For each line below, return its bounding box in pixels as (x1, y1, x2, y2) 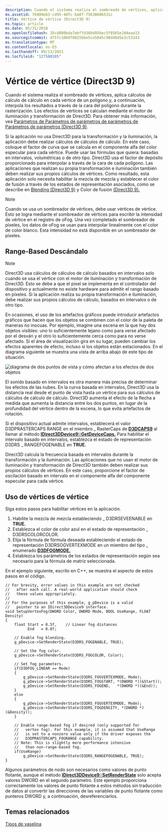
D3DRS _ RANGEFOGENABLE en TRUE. (5, 442, 86, 448)
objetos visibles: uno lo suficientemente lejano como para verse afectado (5, 328, 156, 334)
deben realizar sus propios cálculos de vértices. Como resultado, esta (5, 171, 149, 177)
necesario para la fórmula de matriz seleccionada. (12, 558, 116, 564)
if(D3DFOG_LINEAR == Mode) (14, 666, 70, 671)
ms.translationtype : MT (5, 40, 55, 45)
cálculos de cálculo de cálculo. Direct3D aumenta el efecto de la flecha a (5, 395, 156, 401)
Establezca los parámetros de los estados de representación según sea (12, 552, 160, 558)
